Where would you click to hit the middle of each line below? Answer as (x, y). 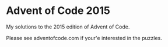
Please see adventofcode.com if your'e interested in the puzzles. (84, 38)
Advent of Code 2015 (58, 11)
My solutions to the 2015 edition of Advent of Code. (68, 27)
